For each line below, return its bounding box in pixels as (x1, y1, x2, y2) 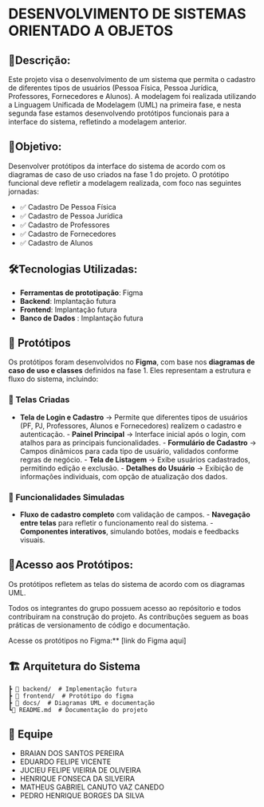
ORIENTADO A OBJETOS (8, 22, 174, 40)
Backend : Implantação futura (19, 296, 116, 305)
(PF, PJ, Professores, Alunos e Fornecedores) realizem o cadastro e (19, 420, 242, 431)
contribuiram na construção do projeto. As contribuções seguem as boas (8, 612, 249, 621)
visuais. (19, 535, 45, 545)
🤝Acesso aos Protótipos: (8, 558, 134, 572)
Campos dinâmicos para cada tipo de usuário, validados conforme (19, 446, 239, 455)
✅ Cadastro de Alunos (19, 238, 93, 247)
